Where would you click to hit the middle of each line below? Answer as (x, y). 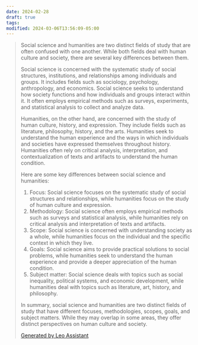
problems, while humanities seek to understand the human (101, 256)
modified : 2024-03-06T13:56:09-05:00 (53, 28)
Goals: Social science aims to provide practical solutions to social (109, 249)
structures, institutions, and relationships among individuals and (98, 76)
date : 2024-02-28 (28, 12)
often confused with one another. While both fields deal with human (103, 52)
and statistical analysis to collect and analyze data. (83, 107)
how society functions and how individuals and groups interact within (106, 95)
